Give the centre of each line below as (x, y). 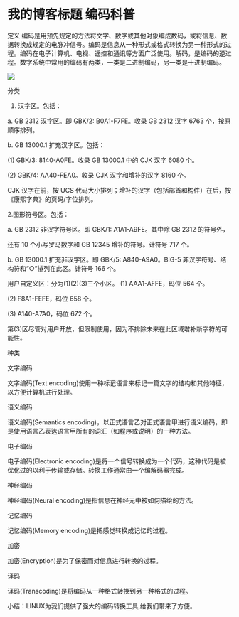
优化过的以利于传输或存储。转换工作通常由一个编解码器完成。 (98, 470)
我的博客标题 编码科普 (71, 15)
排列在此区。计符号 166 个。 (79, 268)
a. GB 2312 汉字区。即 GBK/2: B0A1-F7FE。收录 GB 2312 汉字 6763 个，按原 (119, 121)
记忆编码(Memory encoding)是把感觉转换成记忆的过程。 (90, 530)
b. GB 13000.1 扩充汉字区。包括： (56, 145)
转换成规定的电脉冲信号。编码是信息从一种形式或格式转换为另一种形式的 (119, 44)
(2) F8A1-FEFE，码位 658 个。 (52, 299)
